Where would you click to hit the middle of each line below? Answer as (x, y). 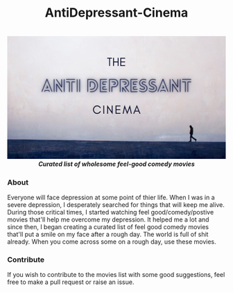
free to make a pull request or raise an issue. (71, 282)
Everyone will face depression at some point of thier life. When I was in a (111, 198)
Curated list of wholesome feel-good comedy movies (116, 164)
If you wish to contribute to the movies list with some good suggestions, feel (116, 275)
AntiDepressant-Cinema (116, 13)
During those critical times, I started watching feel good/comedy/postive (111, 212)
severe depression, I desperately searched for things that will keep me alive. (116, 205)
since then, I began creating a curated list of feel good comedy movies (108, 227)
